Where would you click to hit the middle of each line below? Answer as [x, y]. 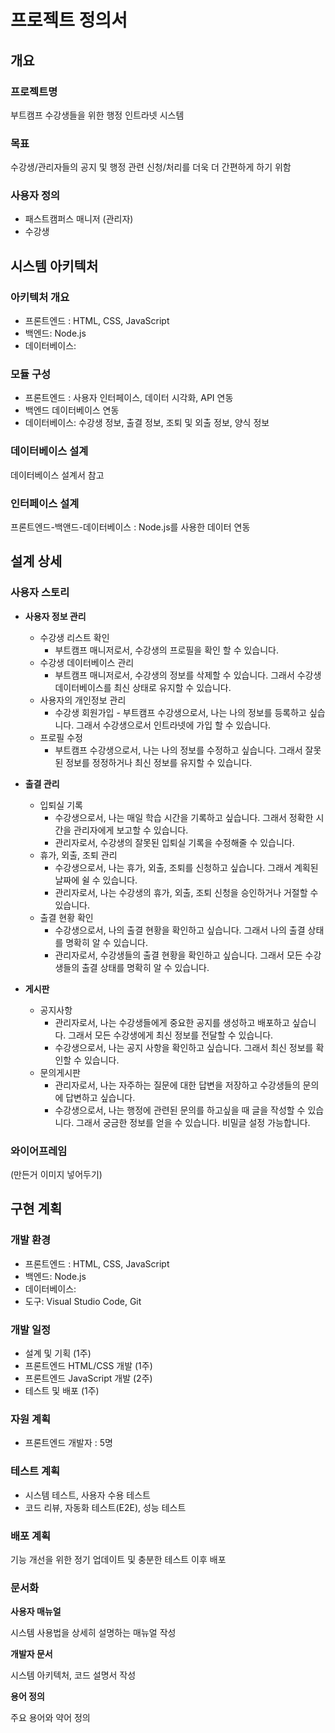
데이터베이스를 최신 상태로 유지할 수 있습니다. [143, 687]
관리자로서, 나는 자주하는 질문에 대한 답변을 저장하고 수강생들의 [177, 1085]
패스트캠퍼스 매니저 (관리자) [79, 219]
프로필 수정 [61, 737]
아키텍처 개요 [40, 297]
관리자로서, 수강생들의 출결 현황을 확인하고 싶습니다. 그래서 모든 [178, 955]
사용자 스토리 [40, 593]
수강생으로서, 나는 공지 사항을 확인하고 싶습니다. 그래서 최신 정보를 [184, 1047]
